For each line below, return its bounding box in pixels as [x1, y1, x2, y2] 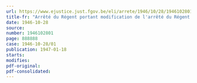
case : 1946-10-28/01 [6, 41, 57, 47]
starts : [6, 52, 25, 58]
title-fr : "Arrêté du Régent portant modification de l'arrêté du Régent [6, 14, 191, 20]
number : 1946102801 [6, 30, 54, 36]
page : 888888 [6, 36, 38, 41]
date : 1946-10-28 [6, 19, 49, 25]
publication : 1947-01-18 [6, 47, 67, 53]
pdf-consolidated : [6, 68, 51, 74]
